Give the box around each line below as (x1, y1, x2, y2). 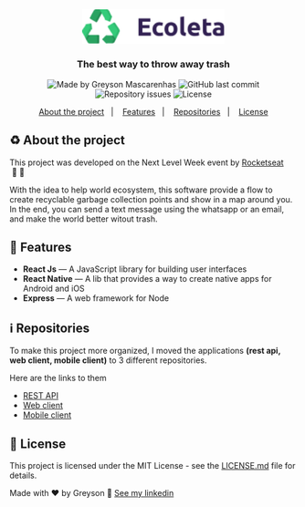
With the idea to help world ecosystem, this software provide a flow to (9, 184, 273, 195)
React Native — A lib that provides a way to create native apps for (22, 274, 272, 285)
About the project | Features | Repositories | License (38, 106, 268, 117)
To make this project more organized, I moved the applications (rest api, (9, 346, 281, 357)
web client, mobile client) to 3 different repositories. (9, 355, 207, 366)
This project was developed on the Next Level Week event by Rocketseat (9, 157, 285, 168)
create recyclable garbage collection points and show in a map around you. (9, 193, 293, 204)
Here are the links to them (9, 373, 107, 384)
